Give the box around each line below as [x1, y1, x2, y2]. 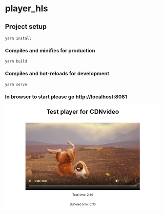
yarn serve [5, 82, 27, 87]
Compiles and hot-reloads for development [5, 70, 110, 77]
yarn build [5, 59, 27, 64]
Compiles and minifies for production [5, 47, 95, 54]
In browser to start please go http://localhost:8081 [5, 93, 127, 100]
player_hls [5, 3, 48, 14]
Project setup [5, 22, 47, 31]
